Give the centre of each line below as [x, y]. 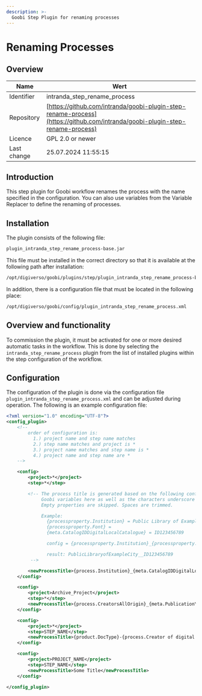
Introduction [30, 177]
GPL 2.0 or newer [71, 138]
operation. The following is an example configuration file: [77, 405]
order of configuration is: [63, 433]
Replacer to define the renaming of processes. [64, 205]
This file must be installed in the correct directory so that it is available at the [101, 260]
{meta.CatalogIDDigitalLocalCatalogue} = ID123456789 [115, 533]
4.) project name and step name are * [81, 455]
